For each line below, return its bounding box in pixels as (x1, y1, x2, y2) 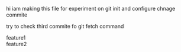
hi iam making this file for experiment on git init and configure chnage (6, 5, 176, 12)
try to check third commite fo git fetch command (6, 23, 124, 30)
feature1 (6, 34, 26, 41)
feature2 (6, 41, 27, 47)
